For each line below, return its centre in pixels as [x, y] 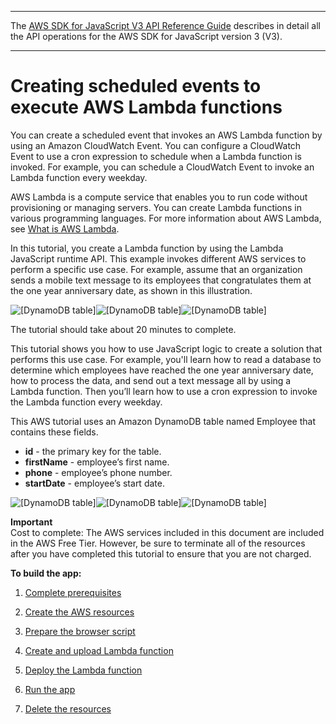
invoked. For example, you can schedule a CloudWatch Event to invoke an [162, 167]
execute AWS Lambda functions [146, 107]
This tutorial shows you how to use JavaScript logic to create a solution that [166, 348]
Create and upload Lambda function [99, 650]
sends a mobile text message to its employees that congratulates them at [161, 280]
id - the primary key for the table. [93, 451]
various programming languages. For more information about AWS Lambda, [166, 218]
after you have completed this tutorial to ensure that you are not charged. [161, 553]
